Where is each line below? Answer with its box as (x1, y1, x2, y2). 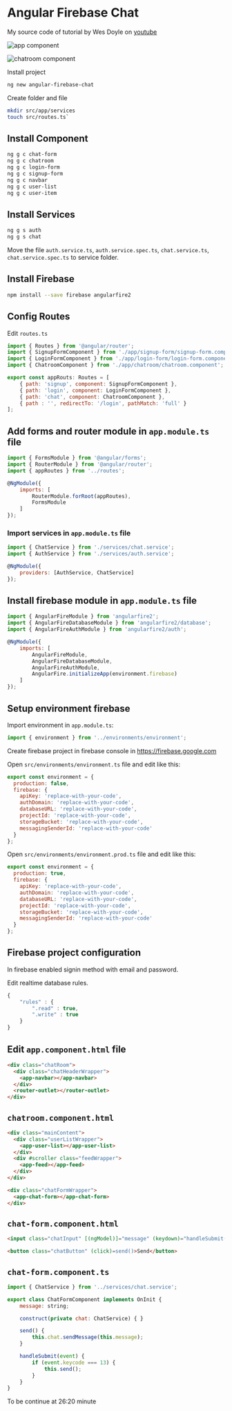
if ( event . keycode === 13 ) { (32, 1359, 116, 1366)
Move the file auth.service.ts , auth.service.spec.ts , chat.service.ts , (7, 246, 209, 254)
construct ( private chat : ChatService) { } (19, 1315, 144, 1322)
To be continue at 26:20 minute (7, 1397, 97, 1405)
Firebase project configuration (7, 947, 142, 958)
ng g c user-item (7, 189, 57, 196)
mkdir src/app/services (7, 107, 76, 114)
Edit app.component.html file (7, 1043, 126, 1055)
